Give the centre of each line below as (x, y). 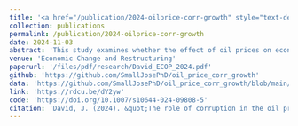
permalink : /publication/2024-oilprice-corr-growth (106, 34)
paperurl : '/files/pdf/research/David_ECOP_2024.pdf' (111, 67)
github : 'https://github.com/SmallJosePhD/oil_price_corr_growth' (134, 75)
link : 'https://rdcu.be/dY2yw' (67, 91)
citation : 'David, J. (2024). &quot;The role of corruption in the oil (144, 108)
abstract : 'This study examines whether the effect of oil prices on (141, 51)
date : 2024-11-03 (41, 42)
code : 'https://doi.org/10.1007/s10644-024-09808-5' (109, 100)
